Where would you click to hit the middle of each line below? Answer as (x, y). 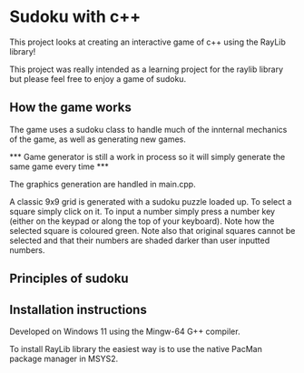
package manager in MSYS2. (64, 358)
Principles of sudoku (69, 279)
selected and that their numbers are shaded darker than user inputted (140, 240)
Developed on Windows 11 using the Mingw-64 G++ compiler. (125, 331)
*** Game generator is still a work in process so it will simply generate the (147, 156)
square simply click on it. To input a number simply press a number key (142, 211)
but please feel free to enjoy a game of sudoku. (98, 78)
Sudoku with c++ (75, 17)
